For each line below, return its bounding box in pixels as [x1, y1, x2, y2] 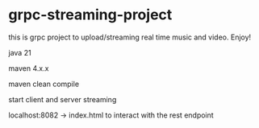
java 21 [8, 47, 31, 57]
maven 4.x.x [8, 63, 49, 73]
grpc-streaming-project [8, 6, 173, 24]
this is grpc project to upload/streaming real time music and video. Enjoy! [8, 32, 252, 42]
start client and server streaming [8, 94, 117, 104]
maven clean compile [8, 79, 79, 89]
